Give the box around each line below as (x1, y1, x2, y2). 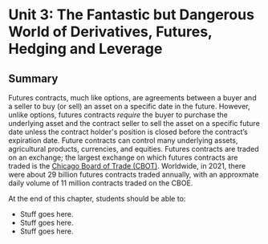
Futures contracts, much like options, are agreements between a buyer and (8, 93, 257, 102)
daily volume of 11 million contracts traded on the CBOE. (8, 178, 193, 188)
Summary (8, 71, 59, 85)
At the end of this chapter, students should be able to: (8, 194, 186, 203)
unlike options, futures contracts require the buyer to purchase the (8, 110, 229, 120)
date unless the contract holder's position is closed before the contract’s (8, 127, 249, 136)
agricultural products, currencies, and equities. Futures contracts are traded (8, 144, 259, 153)
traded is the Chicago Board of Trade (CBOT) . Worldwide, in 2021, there (8, 161, 246, 170)
